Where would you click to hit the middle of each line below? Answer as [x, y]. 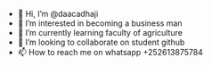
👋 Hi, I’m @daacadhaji [58, 14]
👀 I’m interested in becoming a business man [100, 23]
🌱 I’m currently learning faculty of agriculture [100, 33]
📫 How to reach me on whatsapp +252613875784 [110, 52]
